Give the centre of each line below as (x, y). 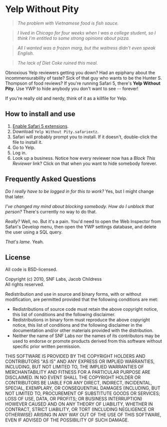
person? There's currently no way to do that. (51, 211)
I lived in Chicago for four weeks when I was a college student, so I (86, 33)
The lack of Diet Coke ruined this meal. (58, 63)
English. (25, 53)
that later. (15, 196)
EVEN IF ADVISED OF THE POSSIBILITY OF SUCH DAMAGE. (67, 420)
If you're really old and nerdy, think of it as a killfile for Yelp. (66, 98)
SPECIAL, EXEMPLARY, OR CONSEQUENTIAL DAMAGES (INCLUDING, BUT (83, 388)
